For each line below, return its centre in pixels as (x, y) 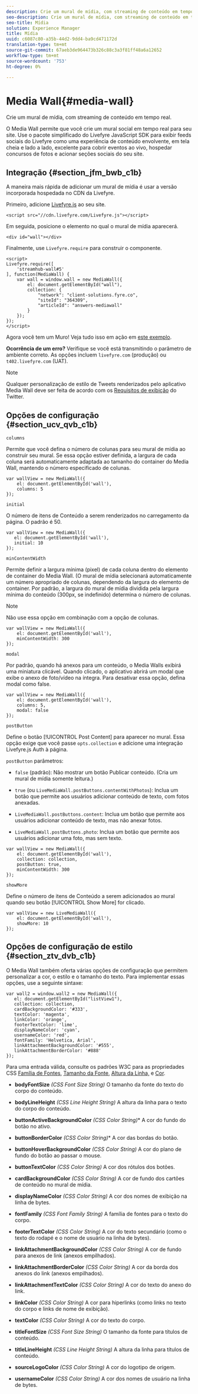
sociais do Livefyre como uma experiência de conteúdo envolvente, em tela (98, 141)
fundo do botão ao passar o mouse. (58, 1155)
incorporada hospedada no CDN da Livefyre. (60, 193)
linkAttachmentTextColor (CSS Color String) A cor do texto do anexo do (103, 1285)
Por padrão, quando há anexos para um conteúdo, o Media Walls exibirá (94, 665)
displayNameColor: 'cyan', (47, 1030)
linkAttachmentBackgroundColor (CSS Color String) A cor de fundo (98, 1249)
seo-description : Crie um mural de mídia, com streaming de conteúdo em (97, 17)
